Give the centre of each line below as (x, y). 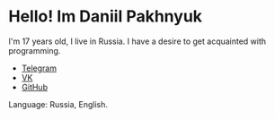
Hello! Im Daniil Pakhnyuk (106, 17)
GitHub (35, 87)
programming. (35, 50)
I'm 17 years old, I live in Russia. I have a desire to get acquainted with (137, 41)
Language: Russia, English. (58, 104)
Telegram (39, 68)
